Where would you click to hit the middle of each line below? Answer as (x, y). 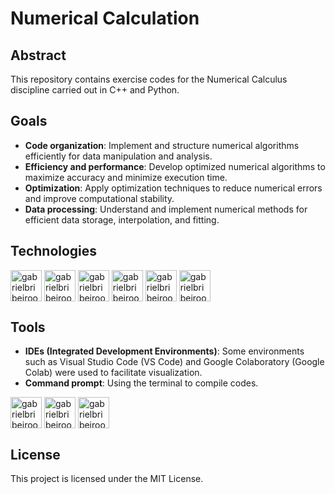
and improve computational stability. (99, 198)
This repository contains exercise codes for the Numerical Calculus (149, 79)
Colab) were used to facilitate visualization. (113, 373)
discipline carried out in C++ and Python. (95, 90)
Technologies (54, 251)
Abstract (38, 55)
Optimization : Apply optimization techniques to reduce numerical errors (173, 188)
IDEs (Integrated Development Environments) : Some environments (164, 351)
